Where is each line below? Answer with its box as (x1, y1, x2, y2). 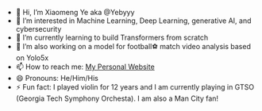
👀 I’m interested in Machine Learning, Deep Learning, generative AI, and (15, 16, 252, 25)
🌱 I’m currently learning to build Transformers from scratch (15, 33, 209, 42)
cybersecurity (15, 25, 62, 33)
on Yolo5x (15, 53, 49, 63)
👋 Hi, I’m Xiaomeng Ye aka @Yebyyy (15, 8, 135, 17)
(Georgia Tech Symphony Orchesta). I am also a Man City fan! (15, 94, 219, 103)
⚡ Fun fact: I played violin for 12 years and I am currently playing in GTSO (15, 82, 255, 91)
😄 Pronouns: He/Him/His (15, 74, 99, 82)
